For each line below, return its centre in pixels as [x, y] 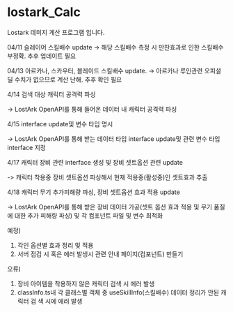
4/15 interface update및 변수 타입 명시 [60, 124]
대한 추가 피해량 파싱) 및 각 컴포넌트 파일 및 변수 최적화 [89, 215]
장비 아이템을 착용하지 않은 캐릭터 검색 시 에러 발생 [86, 283]
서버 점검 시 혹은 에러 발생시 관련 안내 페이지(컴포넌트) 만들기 [100, 254]
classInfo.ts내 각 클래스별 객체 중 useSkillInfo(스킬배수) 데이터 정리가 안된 [118, 292]
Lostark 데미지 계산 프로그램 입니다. [56, 32]
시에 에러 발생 [64, 301]
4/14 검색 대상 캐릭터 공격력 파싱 [51, 94]
